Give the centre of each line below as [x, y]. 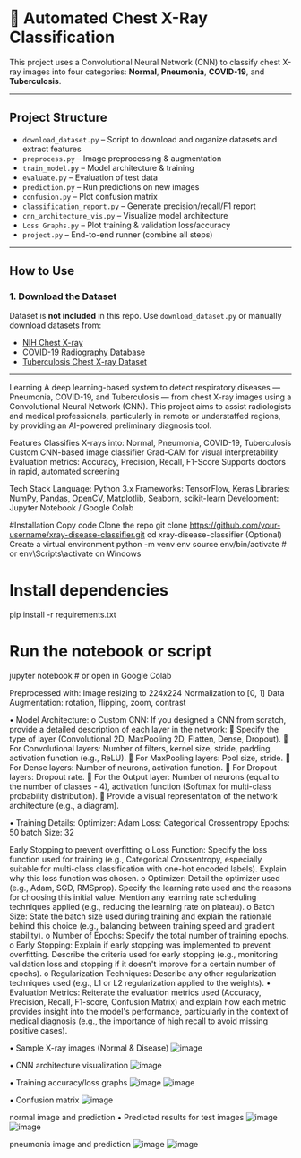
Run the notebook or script [111, 651]
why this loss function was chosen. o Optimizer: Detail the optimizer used [145, 879]
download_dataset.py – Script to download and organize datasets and [150, 139]
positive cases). [39, 1031]
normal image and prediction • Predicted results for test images [127, 1118]
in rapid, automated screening [64, 472]
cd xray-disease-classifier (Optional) [214, 535]
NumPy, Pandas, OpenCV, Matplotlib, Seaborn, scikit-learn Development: [144, 498]
